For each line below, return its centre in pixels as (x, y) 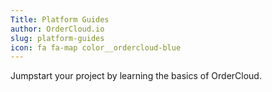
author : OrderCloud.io (57, 29)
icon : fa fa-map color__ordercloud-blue (96, 47)
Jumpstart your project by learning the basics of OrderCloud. (136, 76)
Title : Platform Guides (60, 19)
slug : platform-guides (57, 38)
